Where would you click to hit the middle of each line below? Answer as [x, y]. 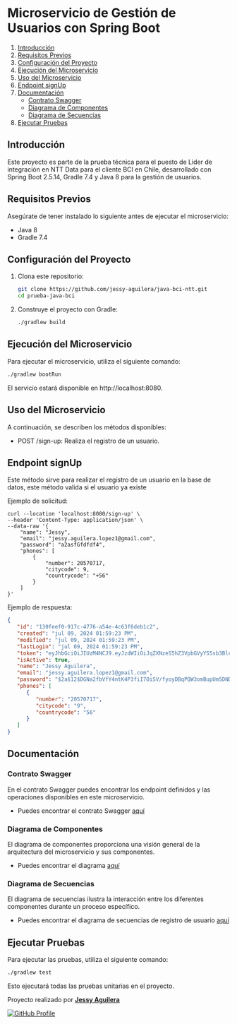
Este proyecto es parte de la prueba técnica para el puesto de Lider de [110, 162]
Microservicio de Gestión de [92, 13]
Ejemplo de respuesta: [40, 607]
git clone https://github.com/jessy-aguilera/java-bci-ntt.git [113, 290]
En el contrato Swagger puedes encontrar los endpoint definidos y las [109, 790]
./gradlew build [41, 323]
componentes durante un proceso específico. [74, 907]
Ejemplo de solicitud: [38, 501]
